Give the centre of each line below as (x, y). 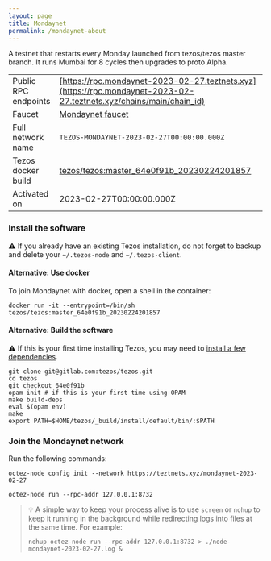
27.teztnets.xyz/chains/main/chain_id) (132, 102)
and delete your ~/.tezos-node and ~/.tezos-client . (96, 254)
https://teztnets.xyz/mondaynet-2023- (193, 474)
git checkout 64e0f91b (46, 386)
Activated (31, 194)
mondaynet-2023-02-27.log (71, 549)
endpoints (31, 102)
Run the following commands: (58, 459)
